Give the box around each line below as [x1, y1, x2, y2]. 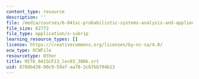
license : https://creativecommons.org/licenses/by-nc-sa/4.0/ [6, 42, 163, 48]
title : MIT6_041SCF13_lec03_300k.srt [6, 58, 99, 64]
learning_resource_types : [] [6, 36, 78, 42]
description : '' [6, 14, 46, 20]
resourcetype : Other [6, 53, 57, 59]
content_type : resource [6, 8, 65, 15]
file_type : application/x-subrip [6, 31, 89, 37]
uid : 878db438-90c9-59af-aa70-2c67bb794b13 [6, 64, 115, 70]
